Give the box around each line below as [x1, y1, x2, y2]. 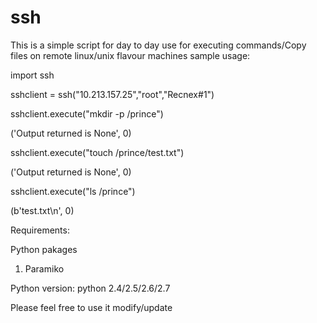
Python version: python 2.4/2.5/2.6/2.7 [10, 282, 171, 294]
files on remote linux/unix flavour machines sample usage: [10, 49, 251, 61]
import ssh [10, 69, 55, 81]
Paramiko [24, 262, 65, 275]
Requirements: [10, 224, 70, 236]
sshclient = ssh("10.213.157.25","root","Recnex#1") [10, 88, 215, 100]
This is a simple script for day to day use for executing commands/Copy [10, 39, 307, 51]
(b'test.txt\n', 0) [10, 204, 75, 216]
